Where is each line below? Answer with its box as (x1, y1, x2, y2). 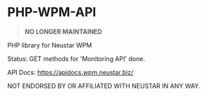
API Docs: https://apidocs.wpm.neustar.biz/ (7, 68, 134, 76)
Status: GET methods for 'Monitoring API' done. (7, 54, 146, 63)
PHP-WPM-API (7, 4, 96, 20)
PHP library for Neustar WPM (7, 41, 92, 49)
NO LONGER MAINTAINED (24, 27, 102, 36)
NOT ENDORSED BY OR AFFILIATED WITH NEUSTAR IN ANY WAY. (7, 81, 201, 90)
